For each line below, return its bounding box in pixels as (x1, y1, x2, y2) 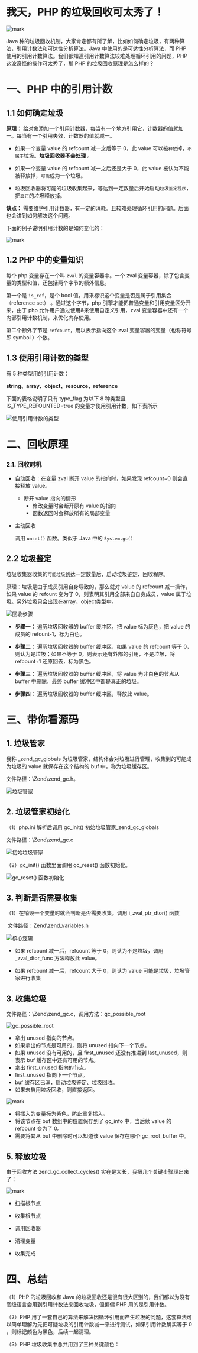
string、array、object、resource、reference (6, 382, 118, 389)
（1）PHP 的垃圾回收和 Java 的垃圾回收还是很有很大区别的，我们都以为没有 (6, 1293, 190, 1301)
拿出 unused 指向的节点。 (14, 1034, 78, 1041)
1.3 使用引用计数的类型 (6, 353, 89, 363)
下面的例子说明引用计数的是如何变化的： (6, 224, 105, 231)
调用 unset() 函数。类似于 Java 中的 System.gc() (14, 535, 134, 542)
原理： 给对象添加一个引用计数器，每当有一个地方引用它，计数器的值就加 (6, 125, 184, 132)
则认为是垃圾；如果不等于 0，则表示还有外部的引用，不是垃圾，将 (14, 650, 176, 657)
